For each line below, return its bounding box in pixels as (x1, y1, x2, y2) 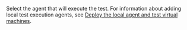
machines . (6, 18, 31, 24)
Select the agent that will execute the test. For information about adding (6, 5, 182, 12)
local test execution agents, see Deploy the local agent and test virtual (6, 11, 178, 18)
